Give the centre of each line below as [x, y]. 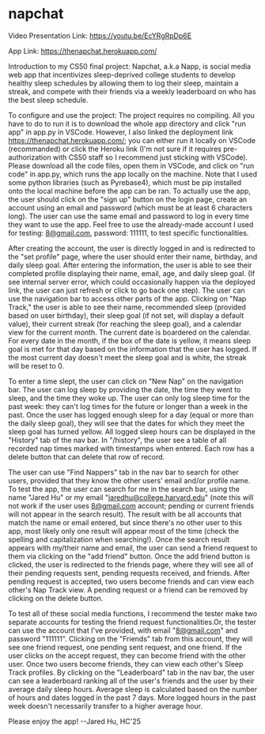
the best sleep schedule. [48, 100]
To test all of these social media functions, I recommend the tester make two [133, 613]
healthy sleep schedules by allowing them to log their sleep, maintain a [123, 83]
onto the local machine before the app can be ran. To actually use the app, [130, 191]
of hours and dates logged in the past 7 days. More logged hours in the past [132, 698]
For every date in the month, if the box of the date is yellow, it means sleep [130, 340]
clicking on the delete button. [56, 598]
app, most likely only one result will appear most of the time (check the [124, 531]
